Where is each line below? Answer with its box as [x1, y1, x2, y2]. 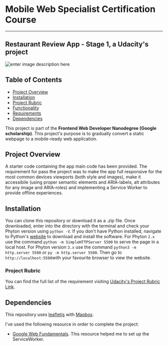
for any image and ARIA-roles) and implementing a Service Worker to [5, 185, 147, 191]
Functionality [12, 105, 39, 111]
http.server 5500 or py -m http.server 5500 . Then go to [5, 250, 122, 256]
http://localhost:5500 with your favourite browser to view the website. [5, 255, 151, 261]
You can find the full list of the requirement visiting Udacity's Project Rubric [5, 279, 160, 285]
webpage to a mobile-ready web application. [5, 136, 97, 142]
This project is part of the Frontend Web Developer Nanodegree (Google [5, 125, 156, 131]
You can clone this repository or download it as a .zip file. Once [5, 218, 136, 224]
